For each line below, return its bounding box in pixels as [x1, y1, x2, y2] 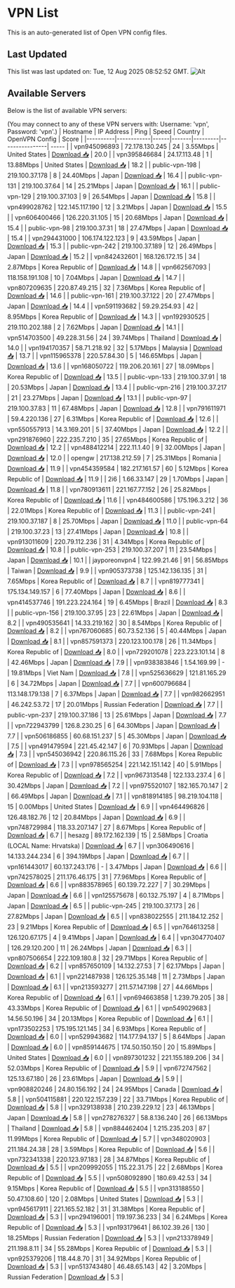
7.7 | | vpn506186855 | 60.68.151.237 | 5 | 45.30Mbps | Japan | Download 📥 [7, 731, 227, 740]
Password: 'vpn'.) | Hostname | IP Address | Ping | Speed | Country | [7, 127, 205, 135]
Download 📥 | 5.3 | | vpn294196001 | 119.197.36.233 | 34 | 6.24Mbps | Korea [7, 1212, 228, 1221]
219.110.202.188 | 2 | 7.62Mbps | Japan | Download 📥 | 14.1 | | [7, 323, 184, 331]
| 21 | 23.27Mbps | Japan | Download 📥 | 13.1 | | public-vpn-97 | [7, 393, 192, 401]
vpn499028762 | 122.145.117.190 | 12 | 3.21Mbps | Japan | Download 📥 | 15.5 [7, 202, 228, 211]
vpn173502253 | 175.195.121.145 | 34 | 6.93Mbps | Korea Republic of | [7, 1024, 206, 1033]
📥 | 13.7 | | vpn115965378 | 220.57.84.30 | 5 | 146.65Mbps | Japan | [7, 351, 202, 359]
